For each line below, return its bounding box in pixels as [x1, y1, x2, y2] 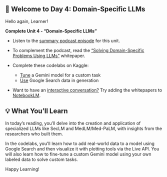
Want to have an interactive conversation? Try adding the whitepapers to [12, 87, 162, 93]
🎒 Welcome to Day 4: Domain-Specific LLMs [5, 5, 145, 13]
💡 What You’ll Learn [5, 107, 68, 115]
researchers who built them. [5, 130, 63, 136]
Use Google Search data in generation [19, 77, 99, 83]
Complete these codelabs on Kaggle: [12, 62, 89, 68]
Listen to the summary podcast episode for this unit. [12, 37, 120, 43]
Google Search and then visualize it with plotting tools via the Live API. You [5, 145, 159, 151]
